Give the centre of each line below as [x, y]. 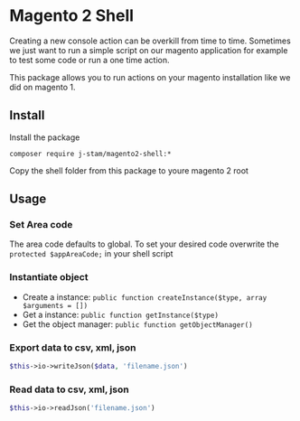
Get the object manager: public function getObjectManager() [137, 324]
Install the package [45, 137]
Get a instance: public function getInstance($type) [121, 314]
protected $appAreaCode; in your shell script [91, 254]
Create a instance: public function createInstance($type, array [145, 297]
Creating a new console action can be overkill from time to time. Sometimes [150, 41]
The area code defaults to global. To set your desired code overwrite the [144, 244]
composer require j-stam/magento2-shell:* [90, 154]
